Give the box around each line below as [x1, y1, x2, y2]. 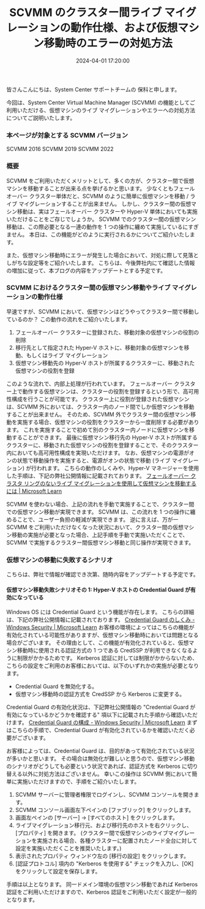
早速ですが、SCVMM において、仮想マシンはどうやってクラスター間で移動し [6, 308, 199, 315]
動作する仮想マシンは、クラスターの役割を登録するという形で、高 [22, 387, 188, 395]
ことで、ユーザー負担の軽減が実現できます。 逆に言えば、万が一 [17, 516, 179, 523]
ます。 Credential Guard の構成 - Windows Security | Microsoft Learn [11, 719, 185, 726]
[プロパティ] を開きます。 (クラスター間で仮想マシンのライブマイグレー [15, 829, 195, 837]
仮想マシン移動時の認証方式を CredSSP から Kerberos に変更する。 [15, 690, 185, 698]
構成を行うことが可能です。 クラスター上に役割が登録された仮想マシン [11, 395, 190, 403]
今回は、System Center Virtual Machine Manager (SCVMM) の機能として [6, 99, 190, 106]
